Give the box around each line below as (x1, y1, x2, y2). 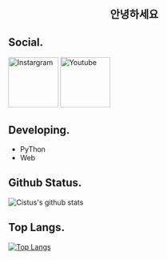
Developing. (8, 123, 70, 136)
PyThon (19, 144, 46, 154)
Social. (8, 35, 44, 49)
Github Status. (8, 176, 82, 190)
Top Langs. (8, 221, 66, 234)
